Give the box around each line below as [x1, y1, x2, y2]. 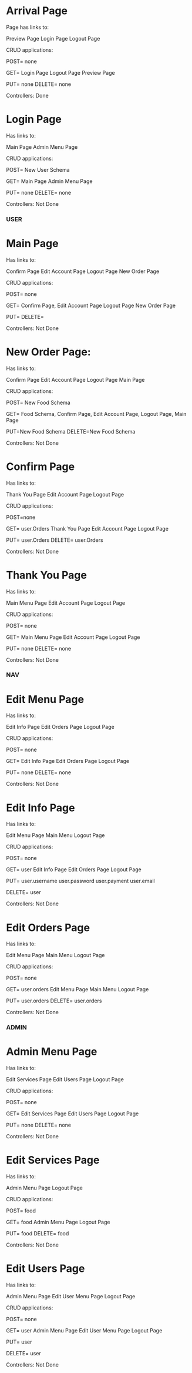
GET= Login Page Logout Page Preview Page [6, 69, 116, 76]
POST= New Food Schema [6, 399, 70, 406]
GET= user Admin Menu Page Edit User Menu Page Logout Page [6, 1327, 163, 1334]
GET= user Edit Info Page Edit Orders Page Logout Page [6, 866, 142, 873]
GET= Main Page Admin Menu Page [6, 178, 93, 185]
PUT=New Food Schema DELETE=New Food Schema [6, 428, 136, 435]
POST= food [6, 1207, 36, 1214]
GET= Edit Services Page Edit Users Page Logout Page [6, 1110, 139, 1117]
